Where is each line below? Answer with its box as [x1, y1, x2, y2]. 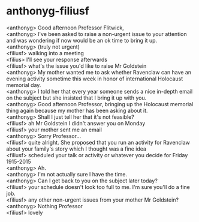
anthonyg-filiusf [6, 4, 90, 18]
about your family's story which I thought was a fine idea [6, 145, 147, 152]
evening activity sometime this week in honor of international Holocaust [6, 75, 183, 82]
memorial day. [6, 81, 41, 88]
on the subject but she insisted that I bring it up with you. [6, 94, 147, 101]
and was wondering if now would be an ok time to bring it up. [6, 37, 158, 44]
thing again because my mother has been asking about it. [6, 107, 148, 114]
